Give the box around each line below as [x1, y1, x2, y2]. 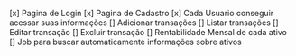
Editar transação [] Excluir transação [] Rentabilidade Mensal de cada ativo [9, 27, 287, 37]
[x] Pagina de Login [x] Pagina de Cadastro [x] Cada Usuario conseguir [9, 8, 274, 18]
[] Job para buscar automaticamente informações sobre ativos [9, 36, 242, 47]
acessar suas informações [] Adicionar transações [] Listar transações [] [9, 17, 279, 28]
